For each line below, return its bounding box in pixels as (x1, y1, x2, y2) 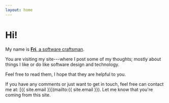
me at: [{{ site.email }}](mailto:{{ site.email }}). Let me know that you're (5, 86, 153, 92)
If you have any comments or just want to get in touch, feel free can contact (5, 81, 164, 87)
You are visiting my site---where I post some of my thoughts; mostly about (5, 56, 161, 62)
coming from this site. (5, 92, 51, 98)
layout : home (5, 7, 33, 13)
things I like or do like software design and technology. (5, 61, 120, 67)
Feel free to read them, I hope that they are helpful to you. (5, 71, 126, 77)
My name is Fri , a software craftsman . (5, 46, 85, 52)
